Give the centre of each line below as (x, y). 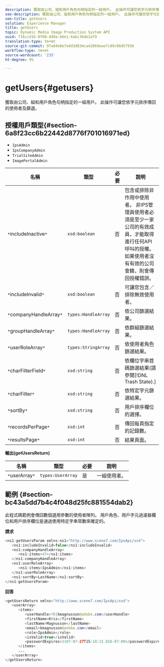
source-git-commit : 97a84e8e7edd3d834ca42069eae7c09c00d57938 (70, 46)
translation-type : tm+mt (30, 42)
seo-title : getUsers (26, 19)
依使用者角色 (140, 344)
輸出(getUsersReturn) (28, 453)
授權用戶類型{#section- (41, 125)
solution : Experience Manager (36, 23)
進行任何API (138, 241)
